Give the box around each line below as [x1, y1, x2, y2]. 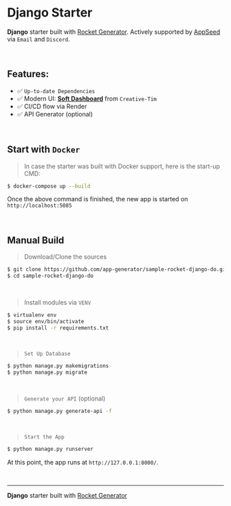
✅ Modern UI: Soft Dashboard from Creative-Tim [16, 94, 157, 103]
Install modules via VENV [23, 298, 91, 306]
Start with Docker [7, 143, 80, 156]
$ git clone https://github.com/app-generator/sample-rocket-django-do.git [7, 266, 229, 273]
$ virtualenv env [7, 312, 57, 318]
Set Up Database [23, 350, 71, 357]
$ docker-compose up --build [7, 183, 91, 190]
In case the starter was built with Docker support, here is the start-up [23, 162, 220, 170]
